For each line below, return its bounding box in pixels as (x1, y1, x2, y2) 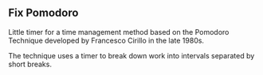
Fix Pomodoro (8, 6, 79, 20)
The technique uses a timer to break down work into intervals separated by (8, 51, 255, 60)
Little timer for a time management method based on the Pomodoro (8, 27, 230, 36)
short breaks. (8, 59, 52, 69)
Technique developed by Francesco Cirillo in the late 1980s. (8, 36, 205, 45)
